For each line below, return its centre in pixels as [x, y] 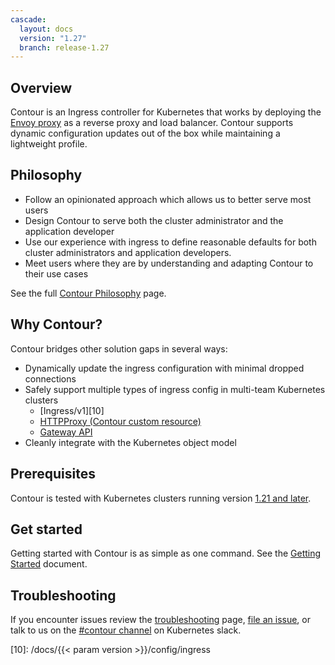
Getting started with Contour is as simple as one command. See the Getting [166, 553]
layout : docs [46, 29]
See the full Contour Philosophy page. [88, 293]
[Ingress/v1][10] [72, 410]
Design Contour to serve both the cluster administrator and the [154, 220]
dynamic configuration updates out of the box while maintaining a [145, 133]
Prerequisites [53, 474]
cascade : [28, 19]
